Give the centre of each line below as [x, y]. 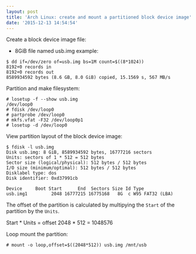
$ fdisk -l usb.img [30, 147]
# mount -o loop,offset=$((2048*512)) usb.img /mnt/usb [76, 245]
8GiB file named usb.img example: [57, 51]
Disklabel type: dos [32, 173]
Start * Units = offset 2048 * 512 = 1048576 [60, 223]
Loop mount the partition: [37, 234]
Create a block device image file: [46, 40]
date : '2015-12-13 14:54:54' [42, 23]
